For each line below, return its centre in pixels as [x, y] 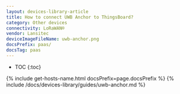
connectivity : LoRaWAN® [36, 28]
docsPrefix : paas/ [29, 45]
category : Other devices [37, 22]
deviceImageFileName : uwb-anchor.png [53, 39]
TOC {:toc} [28, 67]
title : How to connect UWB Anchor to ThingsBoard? [70, 17]
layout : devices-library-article [47, 12]
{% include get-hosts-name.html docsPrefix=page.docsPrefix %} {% [90, 78]
